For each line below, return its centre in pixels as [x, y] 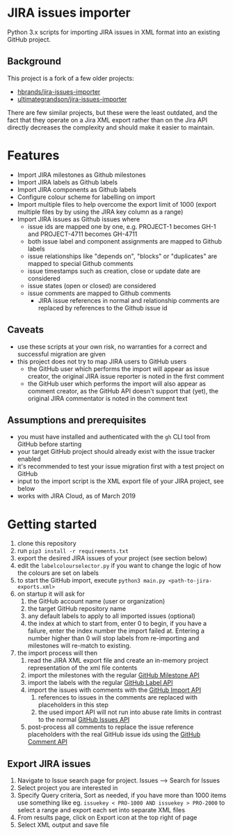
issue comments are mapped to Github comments [99, 293]
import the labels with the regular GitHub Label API [100, 683]
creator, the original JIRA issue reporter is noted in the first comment [126, 376]
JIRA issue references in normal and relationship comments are [129, 300]
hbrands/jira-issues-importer [59, 91]
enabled [29, 459]
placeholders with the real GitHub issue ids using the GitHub [114, 734]
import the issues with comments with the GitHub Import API [114, 690]
